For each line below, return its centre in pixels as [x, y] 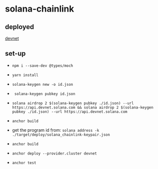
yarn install [25, 75]
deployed [20, 27]
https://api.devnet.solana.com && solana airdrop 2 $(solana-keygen [83, 108]
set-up [15, 54]
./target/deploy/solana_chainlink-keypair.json [61, 135]
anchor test [24, 163]
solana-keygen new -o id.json [43, 84]
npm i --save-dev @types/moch [43, 66]
